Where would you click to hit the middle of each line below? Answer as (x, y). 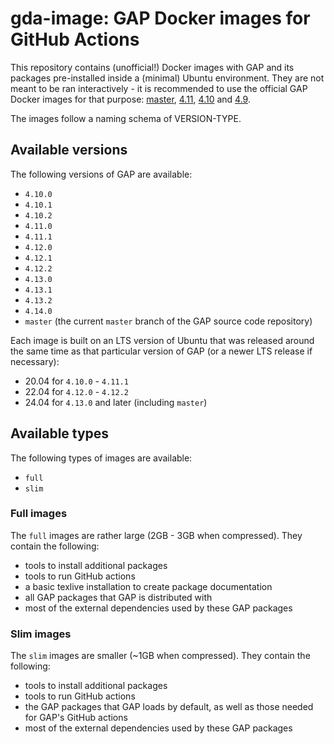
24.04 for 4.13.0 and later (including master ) (116, 402)
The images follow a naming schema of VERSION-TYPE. (126, 118)
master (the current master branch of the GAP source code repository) (168, 321)
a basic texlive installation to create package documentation (148, 586)
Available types (60, 433)
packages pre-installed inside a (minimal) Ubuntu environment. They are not (167, 78)
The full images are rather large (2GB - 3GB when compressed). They (156, 535)
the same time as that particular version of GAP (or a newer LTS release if (161, 351)
